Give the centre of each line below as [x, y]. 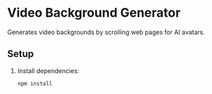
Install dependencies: [48, 70]
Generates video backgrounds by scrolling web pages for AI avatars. [106, 32]
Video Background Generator [94, 13]
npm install [35, 84]
